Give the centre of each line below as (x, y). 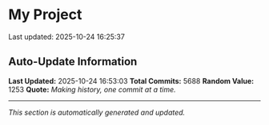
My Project (45, 15)
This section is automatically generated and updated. (97, 112)
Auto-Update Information (73, 62)
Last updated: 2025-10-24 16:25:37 (67, 37)
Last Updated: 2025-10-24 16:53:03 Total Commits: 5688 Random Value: (131, 80)
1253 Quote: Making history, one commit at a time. (92, 89)
